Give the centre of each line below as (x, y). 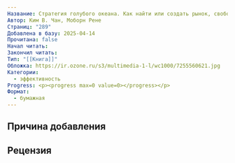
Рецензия (29, 150)
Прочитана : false (33, 40)
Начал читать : (28, 46)
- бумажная (29, 99)
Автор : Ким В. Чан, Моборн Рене (54, 20)
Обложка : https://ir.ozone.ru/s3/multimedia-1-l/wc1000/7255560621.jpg (114, 66)
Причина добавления (57, 127)
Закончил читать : (33, 53)
